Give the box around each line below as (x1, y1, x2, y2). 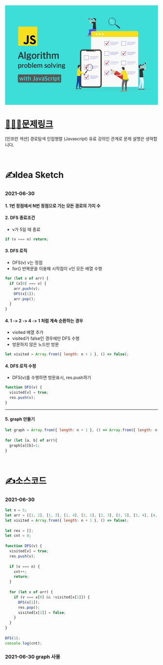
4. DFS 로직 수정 (5, 363, 36, 369)
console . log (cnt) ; (5, 641, 42, 646)
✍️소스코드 (5, 475, 47, 486)
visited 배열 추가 (12, 330, 44, 335)
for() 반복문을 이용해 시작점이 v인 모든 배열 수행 (12, 266, 102, 272)
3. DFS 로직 (5, 248, 28, 254)
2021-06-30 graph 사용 (5, 653, 61, 660)
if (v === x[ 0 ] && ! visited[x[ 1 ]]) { (14, 595, 90, 599)
